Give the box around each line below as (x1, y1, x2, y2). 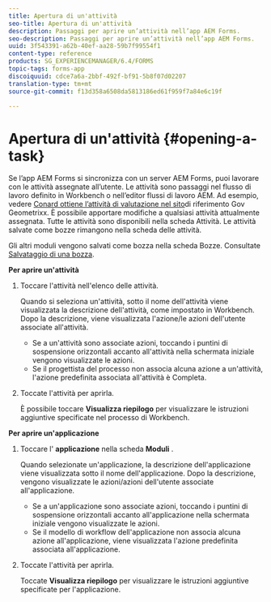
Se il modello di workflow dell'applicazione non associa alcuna (32, 527, 241, 537)
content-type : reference (8, 49, 92, 58)
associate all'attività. (19, 322, 89, 333)
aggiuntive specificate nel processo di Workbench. (19, 413, 190, 423)
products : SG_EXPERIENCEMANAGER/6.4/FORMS (8, 58, 154, 66)
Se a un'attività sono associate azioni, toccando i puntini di (32, 338, 228, 348)
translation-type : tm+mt (8, 80, 92, 88)
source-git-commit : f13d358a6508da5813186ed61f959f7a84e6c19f (8, 87, 222, 96)
